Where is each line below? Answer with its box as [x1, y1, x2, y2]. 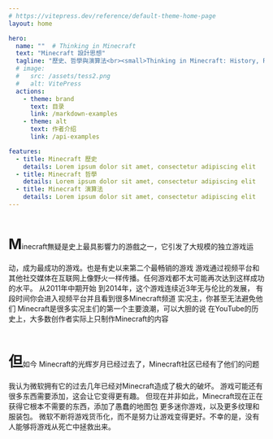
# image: [15, 64, 45, 73]
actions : [15, 87, 45, 95]
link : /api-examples [29, 133, 100, 141]
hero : [8, 34, 27, 42]
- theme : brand [23, 94, 75, 103]
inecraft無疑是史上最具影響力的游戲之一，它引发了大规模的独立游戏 [21, 242, 247, 252]
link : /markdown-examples [29, 110, 118, 118]
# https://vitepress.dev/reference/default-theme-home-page [8, 11, 217, 20]
